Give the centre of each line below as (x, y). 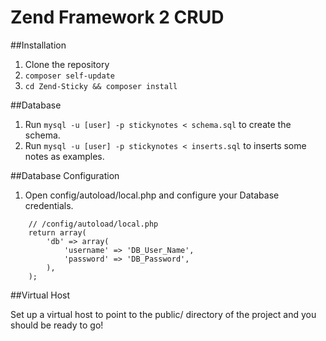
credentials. (49, 205)
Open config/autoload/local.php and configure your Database (152, 195)
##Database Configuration (65, 175)
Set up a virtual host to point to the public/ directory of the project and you (163, 314)
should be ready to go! (57, 325)
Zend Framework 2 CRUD (117, 17)
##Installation (38, 45)
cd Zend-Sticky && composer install (101, 86)
